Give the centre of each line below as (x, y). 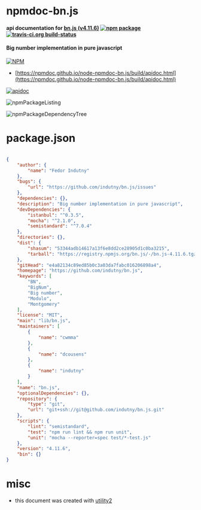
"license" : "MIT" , (40, 315)
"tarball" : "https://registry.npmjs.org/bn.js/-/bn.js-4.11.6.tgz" (113, 254)
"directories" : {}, (41, 238)
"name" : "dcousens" (62, 354)
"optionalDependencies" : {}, (53, 393)
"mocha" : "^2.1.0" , (52, 221)
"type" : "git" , (47, 404)
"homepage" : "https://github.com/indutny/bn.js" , (80, 271)
